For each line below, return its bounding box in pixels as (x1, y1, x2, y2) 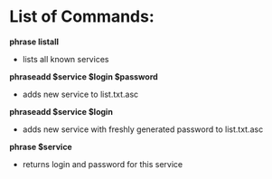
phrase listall (9, 36, 60, 47)
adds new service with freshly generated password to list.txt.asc (22, 124, 264, 135)
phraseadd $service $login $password (9, 71, 158, 82)
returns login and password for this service (22, 158, 183, 169)
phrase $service (9, 141, 72, 152)
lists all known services (22, 53, 109, 64)
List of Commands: (9, 6, 155, 27)
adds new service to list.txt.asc (22, 89, 139, 99)
